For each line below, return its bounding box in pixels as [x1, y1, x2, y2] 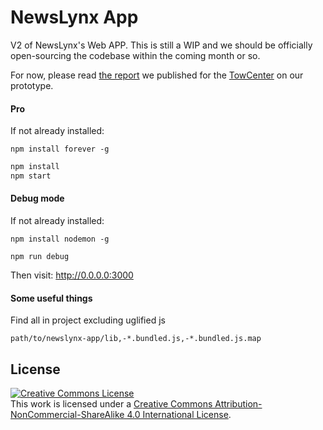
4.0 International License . [126, 409, 232, 421]
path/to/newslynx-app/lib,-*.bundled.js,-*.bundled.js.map [10, 334, 262, 344]
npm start [10, 171, 52, 181]
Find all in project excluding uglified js [10, 314, 166, 326]
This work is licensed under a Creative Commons [10, 398, 213, 410]
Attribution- [214, 398, 263, 410]
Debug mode [10, 192, 65, 205]
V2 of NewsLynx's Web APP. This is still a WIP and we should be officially [10, 39, 313, 51]
